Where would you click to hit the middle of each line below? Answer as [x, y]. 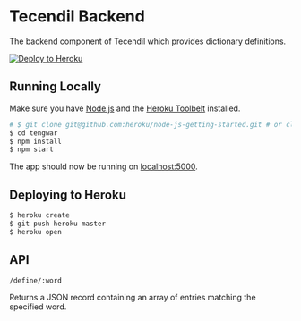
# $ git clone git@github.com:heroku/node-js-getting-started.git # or [146, 124]
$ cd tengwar [34, 133]
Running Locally [55, 87]
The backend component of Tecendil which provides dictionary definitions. [148, 41]
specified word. [38, 307]
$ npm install [36, 141]
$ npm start [31, 149]
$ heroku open [36, 232]
